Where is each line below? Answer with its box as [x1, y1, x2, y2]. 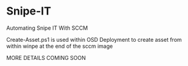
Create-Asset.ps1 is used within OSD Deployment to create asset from [6, 36, 183, 43]
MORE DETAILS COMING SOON [6, 54, 86, 61]
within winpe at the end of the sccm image [6, 42, 113, 50]
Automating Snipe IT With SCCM [6, 24, 88, 31]
